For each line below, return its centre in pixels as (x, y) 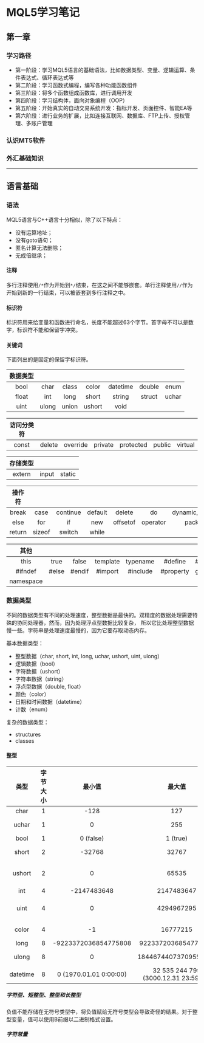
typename (140, 562)
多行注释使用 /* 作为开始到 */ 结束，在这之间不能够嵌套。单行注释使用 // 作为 (100, 285)
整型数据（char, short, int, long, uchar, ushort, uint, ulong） (89, 656)
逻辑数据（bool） (37, 664)
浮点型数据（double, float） (49, 686)
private (104, 445)
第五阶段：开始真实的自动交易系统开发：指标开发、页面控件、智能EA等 (104, 108)
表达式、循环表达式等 (47, 77)
